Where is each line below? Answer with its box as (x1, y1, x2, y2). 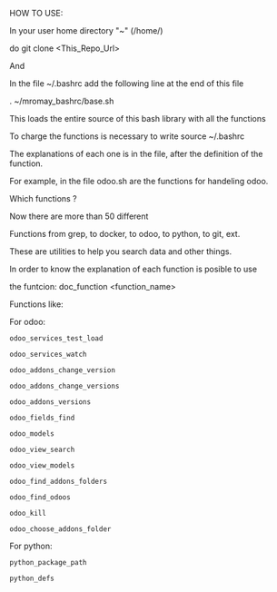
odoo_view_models (9, 461, 75, 470)
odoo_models (9, 429, 54, 439)
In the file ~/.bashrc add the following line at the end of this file (9, 78, 244, 89)
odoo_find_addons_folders (9, 477, 107, 486)
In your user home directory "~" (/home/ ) (9, 25, 163, 35)
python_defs (9, 574, 54, 583)
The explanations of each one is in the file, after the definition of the (9, 149, 263, 159)
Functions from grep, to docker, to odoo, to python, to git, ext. (9, 229, 241, 239)
